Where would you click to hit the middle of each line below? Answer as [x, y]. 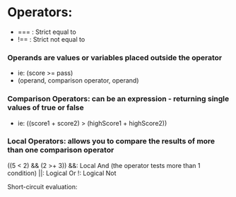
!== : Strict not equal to [51, 39]
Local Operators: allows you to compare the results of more [111, 141]
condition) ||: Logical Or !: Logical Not [62, 173]
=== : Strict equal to [47, 32]
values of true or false [46, 108]
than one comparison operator [61, 150]
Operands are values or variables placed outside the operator [115, 57]
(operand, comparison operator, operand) [78, 80]
